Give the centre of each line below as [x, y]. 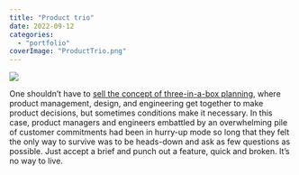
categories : [32, 34]
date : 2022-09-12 [42, 26]
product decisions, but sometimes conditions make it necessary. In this [141, 113]
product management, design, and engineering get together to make [136, 104]
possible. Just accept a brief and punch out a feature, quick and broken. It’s [149, 152]
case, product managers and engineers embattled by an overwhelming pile [149, 123]
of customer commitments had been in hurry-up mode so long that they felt [149, 133]
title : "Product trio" [52, 18]
